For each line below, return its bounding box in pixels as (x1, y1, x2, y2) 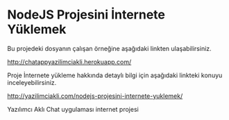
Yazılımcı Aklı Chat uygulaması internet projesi (7, 105, 139, 113)
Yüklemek (7, 21, 67, 37)
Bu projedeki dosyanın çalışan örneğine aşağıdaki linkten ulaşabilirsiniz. (7, 44, 212, 52)
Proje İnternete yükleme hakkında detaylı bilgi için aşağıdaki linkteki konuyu (7, 71, 223, 79)
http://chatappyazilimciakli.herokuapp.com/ (7, 57, 132, 66)
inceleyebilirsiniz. (7, 78, 57, 86)
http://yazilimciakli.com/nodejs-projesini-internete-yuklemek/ (7, 92, 183, 100)
